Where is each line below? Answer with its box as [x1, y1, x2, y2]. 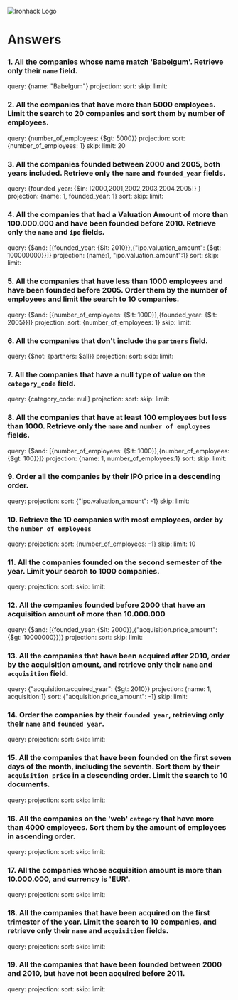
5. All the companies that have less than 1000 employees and [7, 276, 223, 286]
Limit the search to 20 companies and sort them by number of [7, 109, 225, 119]
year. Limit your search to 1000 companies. [7, 567, 160, 577]
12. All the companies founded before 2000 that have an [7, 600, 205, 610]
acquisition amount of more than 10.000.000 [7, 609, 166, 619]
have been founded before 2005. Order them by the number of [7, 285, 227, 295]
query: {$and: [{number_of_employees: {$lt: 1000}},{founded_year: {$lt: [7, 310, 217, 319]
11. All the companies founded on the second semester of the [7, 557, 222, 567]
